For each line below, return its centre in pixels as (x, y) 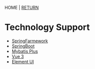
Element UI (23, 62)
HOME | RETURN (22, 8)
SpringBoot (23, 46)
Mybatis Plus (25, 51)
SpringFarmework (30, 41)
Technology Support (47, 27)
